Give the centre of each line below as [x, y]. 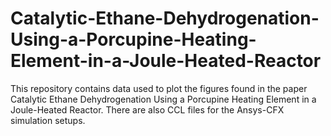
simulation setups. [48, 120]
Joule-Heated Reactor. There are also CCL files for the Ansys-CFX [147, 109]
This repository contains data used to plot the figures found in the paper [159, 88]
